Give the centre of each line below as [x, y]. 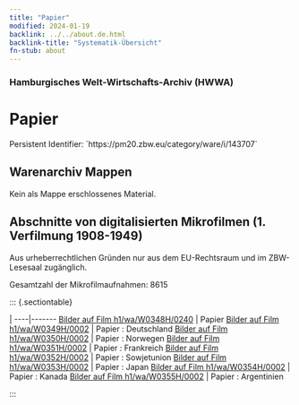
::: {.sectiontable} [41, 302]
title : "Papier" [39, 17]
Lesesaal [26, 267]
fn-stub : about [38, 51]
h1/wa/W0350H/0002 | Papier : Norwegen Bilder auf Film [115, 338]
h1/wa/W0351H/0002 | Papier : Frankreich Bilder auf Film [114, 348]
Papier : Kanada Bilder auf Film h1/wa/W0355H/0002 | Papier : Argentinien [146, 376]
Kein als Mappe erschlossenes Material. [83, 194]
